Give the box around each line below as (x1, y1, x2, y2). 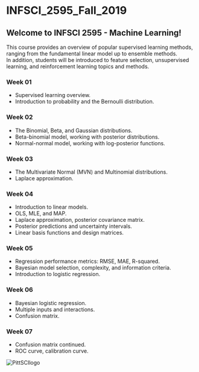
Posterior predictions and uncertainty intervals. (14, 222, 133, 230)
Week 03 (6, 154, 33, 163)
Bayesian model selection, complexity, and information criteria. (14, 264, 171, 271)
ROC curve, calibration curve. (14, 347, 89, 355)
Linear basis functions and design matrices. (14, 229, 124, 236)
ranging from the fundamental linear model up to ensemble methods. (6, 50, 178, 57)
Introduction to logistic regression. (14, 271, 101, 278)
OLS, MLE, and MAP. (14, 210, 67, 217)
